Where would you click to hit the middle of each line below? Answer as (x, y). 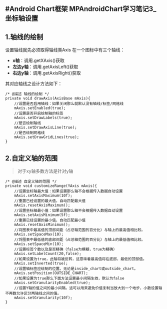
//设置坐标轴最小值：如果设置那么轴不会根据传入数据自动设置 (68, 211)
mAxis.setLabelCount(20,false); (48, 254)
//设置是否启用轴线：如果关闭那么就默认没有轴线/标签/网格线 (69, 104)
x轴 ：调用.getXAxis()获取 (38, 60)
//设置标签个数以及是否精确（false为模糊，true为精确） (66, 249)
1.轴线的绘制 (24, 37)
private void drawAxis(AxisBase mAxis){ (48, 98)
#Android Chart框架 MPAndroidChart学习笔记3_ (81, 9)
